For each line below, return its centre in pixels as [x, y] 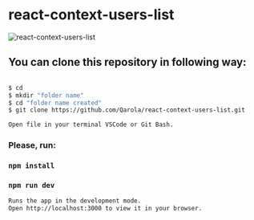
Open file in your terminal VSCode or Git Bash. [91, 125]
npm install [32, 165]
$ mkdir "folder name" [46, 95]
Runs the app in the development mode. [75, 201]
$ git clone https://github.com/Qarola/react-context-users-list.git [127, 110]
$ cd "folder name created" [55, 103]
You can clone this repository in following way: [127, 62]
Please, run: [32, 145]
